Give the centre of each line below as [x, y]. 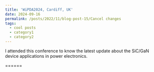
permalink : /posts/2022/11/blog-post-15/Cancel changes [63, 19]
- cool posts [23, 28]
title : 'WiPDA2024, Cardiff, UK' [39, 10]
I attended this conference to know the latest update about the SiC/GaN [77, 51]
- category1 [22, 32]
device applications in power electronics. [46, 56]
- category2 [22, 37]
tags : [11, 23]
